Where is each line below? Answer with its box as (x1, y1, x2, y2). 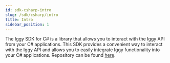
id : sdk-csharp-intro (5, 7, 52, 13)
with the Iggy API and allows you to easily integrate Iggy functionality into (5, 47, 160, 53)
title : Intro (5, 17, 33, 22)
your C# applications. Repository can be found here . (5, 52, 116, 58)
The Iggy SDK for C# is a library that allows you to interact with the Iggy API (5, 36, 165, 42)
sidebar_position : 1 (5, 22, 50, 27)
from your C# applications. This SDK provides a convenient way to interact (5, 41, 163, 48)
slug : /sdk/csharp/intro (5, 12, 58, 17)
